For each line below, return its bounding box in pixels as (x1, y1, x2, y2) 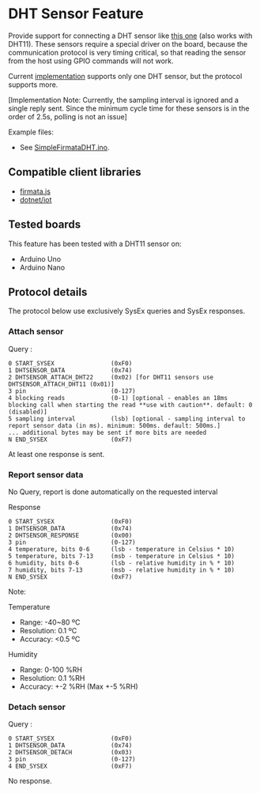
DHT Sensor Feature (8, 5, 144, 23)
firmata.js (19, 187, 51, 196)
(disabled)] (8, 408, 47, 416)
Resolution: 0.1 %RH (19, 673, 85, 682)
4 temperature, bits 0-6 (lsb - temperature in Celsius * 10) (8, 545, 236, 553)
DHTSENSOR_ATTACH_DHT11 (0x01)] (8, 380, 115, 388)
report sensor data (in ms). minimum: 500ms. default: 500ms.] (8, 421, 221, 429)
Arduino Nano (19, 262, 66, 272)
